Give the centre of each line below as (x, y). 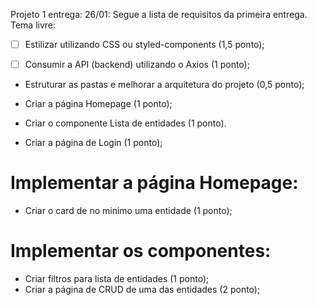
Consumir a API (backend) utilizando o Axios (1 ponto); (137, 65)
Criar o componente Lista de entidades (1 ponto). (125, 123)
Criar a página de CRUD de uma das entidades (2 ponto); (142, 289)
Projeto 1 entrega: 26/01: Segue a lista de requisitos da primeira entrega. (159, 14)
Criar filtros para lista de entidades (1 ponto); (117, 278)
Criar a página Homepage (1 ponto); (98, 104)
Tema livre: (33, 25)
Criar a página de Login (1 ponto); (93, 143)
